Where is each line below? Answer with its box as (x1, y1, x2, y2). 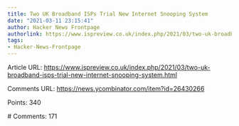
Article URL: (7, 63, 43, 71)
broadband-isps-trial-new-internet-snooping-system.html (7, 70, 178, 79)
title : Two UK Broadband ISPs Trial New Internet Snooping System (7, 10, 208, 18)
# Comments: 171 (7, 112, 58, 120)
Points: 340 (7, 98, 41, 107)
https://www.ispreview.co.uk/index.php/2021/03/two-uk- (43, 63, 211, 71)
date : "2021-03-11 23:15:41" (7, 17, 94, 24)
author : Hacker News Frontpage (7, 23, 100, 31)
